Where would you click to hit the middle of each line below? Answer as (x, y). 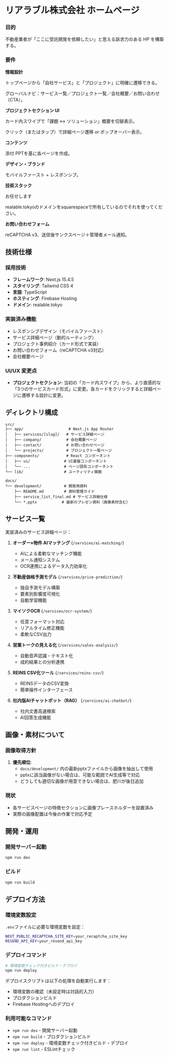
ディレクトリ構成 (32, 412)
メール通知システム (40, 560)
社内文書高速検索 (38, 711)
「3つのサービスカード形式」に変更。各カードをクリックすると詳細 (82, 389)
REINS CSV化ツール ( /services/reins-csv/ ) (58, 673)
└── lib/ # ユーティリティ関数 (54, 472)
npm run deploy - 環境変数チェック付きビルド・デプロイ (70, 1043)
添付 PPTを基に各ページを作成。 (39, 153)
